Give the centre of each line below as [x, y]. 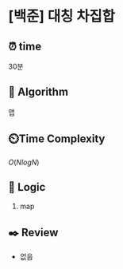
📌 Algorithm [38, 92]
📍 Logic [27, 187]
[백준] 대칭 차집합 [61, 16]
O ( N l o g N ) [24, 162]
